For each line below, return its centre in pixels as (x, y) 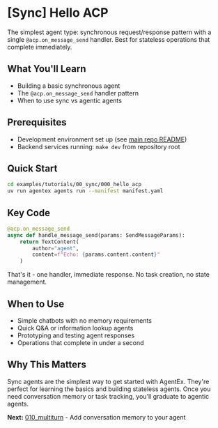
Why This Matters (47, 365)
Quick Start (32, 168)
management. (27, 282)
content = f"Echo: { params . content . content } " (96, 255)
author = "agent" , (56, 248)
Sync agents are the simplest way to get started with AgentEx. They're (108, 381)
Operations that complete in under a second (80, 343)
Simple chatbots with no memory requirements (84, 321)
